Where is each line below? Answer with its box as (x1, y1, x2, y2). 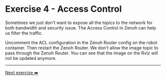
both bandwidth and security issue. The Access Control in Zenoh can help (5, 25, 157, 30)
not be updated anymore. (5, 55, 57, 61)
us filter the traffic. (5, 30, 43, 36)
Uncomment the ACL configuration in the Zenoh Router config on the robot (5, 39, 158, 45)
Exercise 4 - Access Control (5, 3, 122, 15)
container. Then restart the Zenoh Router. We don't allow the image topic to (5, 45, 159, 51)
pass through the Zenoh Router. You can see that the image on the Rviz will (5, 50, 158, 56)
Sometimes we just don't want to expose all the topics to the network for (5, 20, 153, 26)
